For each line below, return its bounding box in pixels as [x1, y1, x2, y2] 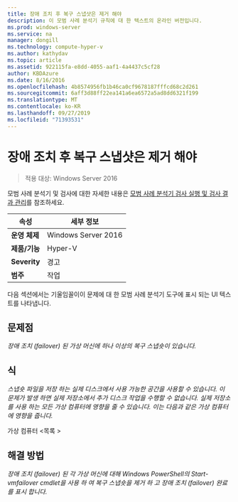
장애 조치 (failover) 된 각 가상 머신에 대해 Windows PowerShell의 [7, 470, 190, 478]
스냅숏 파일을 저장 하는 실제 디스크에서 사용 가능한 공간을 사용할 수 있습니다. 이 [7, 385, 225, 393]
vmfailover [7, 479, 39, 487]
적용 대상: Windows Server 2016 [24, 173, 118, 182]
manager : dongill [7, 37, 59, 44]
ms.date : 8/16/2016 [7, 76, 65, 84]
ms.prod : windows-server [7, 23, 81, 31]
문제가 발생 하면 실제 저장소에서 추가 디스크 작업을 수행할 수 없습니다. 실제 [7, 394, 212, 402]
